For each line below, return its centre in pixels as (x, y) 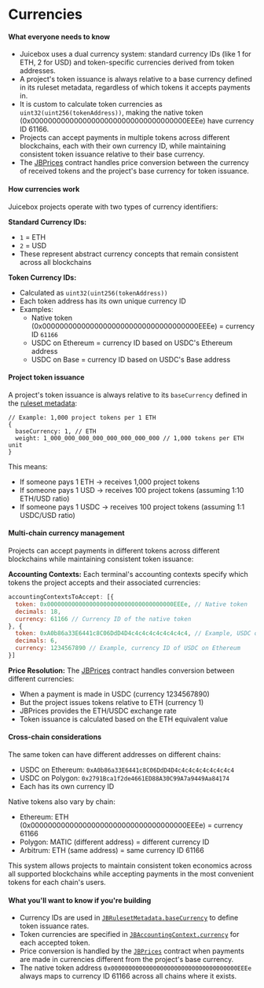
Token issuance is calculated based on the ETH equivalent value (124, 719)
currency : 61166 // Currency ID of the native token (103, 619)
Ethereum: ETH (44, 817)
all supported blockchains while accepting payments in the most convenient (131, 874)
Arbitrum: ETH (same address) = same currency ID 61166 (112, 850)
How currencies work (44, 189)
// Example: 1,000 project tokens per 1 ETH (82, 417)
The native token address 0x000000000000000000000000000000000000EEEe (136, 968)
